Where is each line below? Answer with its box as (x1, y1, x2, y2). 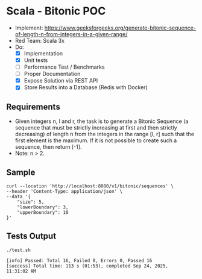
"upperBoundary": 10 (17, 209, 69, 215)
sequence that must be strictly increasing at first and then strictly (14, 124, 177, 131)
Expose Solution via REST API (24, 77, 98, 84)
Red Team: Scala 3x (14, 37, 65, 44)
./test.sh (6, 247, 31, 253)
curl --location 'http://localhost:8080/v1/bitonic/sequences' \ (6, 183, 174, 189)
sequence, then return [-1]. (14, 143, 83, 151)
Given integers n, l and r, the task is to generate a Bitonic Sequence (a (14, 118, 189, 125)
